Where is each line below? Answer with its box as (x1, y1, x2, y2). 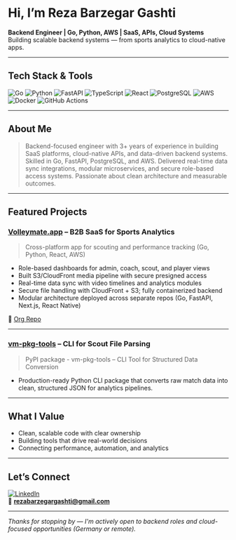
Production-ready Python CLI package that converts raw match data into (18, 376, 228, 384)
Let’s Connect (8, 470, 71, 482)
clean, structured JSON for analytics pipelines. (18, 383, 153, 392)
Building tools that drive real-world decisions (18, 437, 148, 445)
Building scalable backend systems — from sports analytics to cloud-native (8, 35, 226, 44)
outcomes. (25, 179, 57, 187)
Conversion (25, 362, 59, 371)
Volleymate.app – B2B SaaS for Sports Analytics (8, 227, 175, 237)
